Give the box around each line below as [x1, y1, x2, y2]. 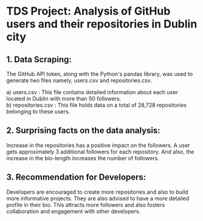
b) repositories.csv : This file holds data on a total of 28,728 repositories [6, 101, 187, 109]
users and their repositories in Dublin [6, 17, 198, 31]
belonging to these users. [6, 108, 71, 115]
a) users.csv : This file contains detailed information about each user [6, 89, 178, 95]
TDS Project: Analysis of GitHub [6, 4, 171, 18]
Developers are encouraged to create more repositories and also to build [6, 188, 188, 195]
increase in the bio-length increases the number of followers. [6, 154, 160, 161]
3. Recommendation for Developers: [6, 172, 146, 183]
